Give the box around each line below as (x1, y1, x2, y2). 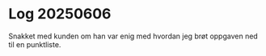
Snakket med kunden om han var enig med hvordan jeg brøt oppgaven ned (8, 31, 259, 41)
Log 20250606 (8, 5, 112, 23)
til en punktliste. (8, 39, 61, 49)
